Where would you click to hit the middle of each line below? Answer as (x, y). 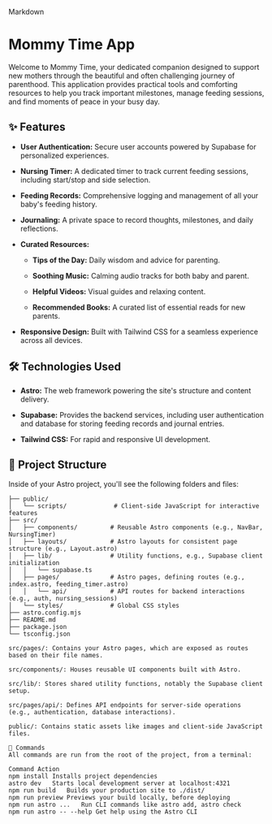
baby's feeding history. (58, 204)
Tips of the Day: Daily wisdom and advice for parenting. (126, 260)
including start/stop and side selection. (85, 180)
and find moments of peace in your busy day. (84, 102)
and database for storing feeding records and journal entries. (122, 423)
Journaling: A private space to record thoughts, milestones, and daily (137, 219)
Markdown (26, 12)
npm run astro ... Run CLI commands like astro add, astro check (125, 805)
